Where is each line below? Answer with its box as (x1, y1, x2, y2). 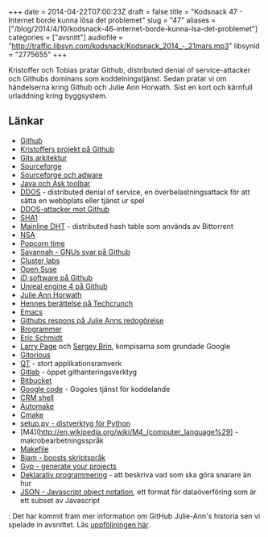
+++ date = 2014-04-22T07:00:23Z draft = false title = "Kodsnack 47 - (8, 7, 243, 16)
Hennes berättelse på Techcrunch (19, 298, 134, 308)
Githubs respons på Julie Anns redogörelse (19, 315, 164, 325)
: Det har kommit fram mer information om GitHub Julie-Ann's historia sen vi (8, 511, 261, 521)
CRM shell (19, 393, 55, 402)
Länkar (8, 114, 44, 128)
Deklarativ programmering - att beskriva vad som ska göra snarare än (19, 469, 252, 479)
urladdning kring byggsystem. (8, 91, 108, 100)
